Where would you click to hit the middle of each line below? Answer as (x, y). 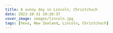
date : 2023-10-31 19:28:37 (33, 14)
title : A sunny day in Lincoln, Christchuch (51, 9)
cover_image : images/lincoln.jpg (39, 18)
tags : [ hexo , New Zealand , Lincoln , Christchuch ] (57, 23)
